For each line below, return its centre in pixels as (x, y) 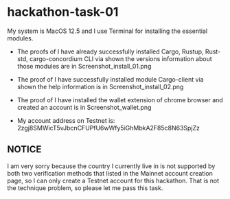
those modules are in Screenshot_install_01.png (84, 66)
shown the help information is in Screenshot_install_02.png (100, 86)
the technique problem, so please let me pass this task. (85, 188)
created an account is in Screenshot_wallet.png (84, 107)
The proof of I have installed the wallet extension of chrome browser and (120, 99)
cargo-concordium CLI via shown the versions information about (121, 58)
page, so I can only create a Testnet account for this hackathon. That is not (113, 180)
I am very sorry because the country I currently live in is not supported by (111, 166)
